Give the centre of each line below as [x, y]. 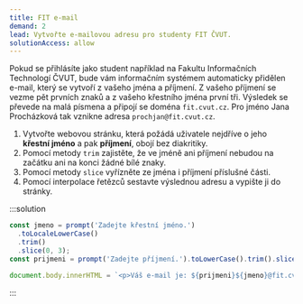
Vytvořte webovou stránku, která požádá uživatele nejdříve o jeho [145, 134]
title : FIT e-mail [44, 18]
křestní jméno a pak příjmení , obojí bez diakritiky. [115, 143]
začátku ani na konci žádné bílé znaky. [94, 162]
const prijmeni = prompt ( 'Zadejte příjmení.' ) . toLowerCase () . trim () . [143, 259]
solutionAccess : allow [52, 43]
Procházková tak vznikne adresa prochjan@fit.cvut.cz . [112, 116]
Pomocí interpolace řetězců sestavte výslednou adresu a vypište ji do [151, 182]
